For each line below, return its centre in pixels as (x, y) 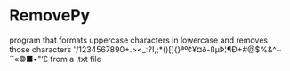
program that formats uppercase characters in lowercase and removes (139, 40)
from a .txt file (76, 59)
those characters (40, 49)
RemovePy (50, 16)
